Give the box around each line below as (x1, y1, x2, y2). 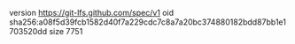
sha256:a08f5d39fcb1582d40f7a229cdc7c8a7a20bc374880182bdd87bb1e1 (9, 17, 286, 27)
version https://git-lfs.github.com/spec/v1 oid (9, 8, 175, 18)
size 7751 (48, 26, 83, 36)
